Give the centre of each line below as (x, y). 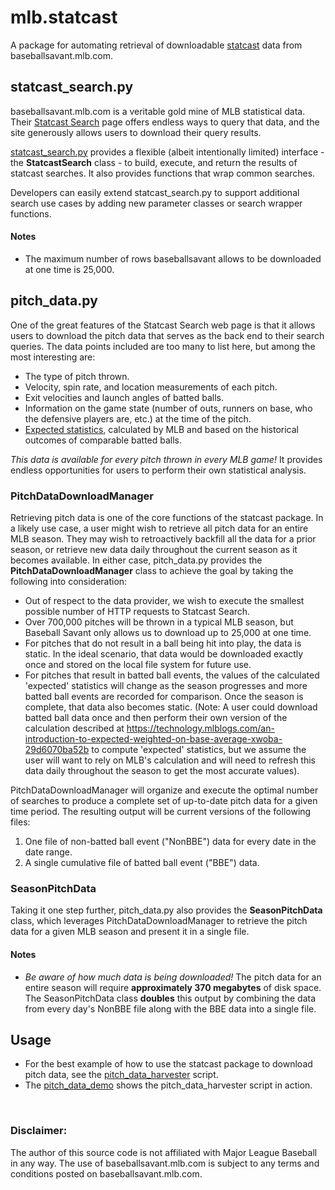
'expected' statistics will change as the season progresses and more (166, 686)
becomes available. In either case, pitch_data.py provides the (136, 560)
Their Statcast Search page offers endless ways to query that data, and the (165, 122)
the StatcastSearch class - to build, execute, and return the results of (154, 162)
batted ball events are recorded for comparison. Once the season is (164, 697)
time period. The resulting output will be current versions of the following (161, 812)
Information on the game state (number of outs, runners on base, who (168, 408)
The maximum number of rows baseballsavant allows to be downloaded (173, 258)
